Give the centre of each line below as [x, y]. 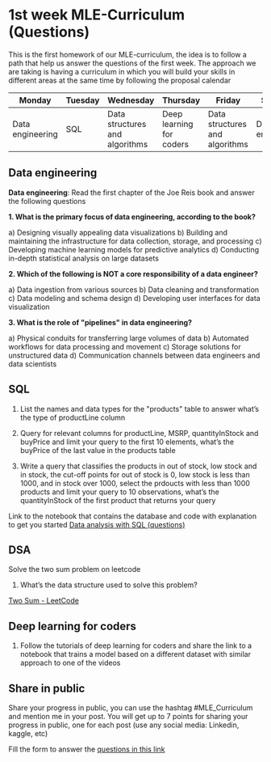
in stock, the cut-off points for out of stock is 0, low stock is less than [135, 474]
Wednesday [131, 100]
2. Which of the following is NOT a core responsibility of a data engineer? [133, 273]
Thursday [181, 100]
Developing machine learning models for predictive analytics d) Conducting [134, 249]
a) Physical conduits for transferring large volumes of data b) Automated [129, 338]
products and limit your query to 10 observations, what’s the [119, 492]
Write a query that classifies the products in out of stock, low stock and [138, 466]
